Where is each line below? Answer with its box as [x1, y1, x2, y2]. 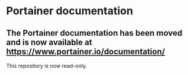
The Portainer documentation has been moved [6, 28, 183, 38]
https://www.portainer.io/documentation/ [6, 46, 165, 57]
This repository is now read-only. [6, 62, 87, 69]
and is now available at [6, 37, 92, 47]
